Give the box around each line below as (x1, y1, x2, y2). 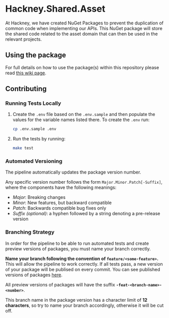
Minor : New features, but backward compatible (12, 199, 112, 206)
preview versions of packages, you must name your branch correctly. (5, 245, 151, 252)
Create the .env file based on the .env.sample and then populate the (12, 111, 155, 118)
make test (12, 146, 34, 151)
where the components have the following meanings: (5, 184, 117, 191)
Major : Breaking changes (12, 194, 66, 200)
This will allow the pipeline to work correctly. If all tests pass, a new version (5, 261, 163, 267)
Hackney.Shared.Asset (5, 3, 105, 15)
